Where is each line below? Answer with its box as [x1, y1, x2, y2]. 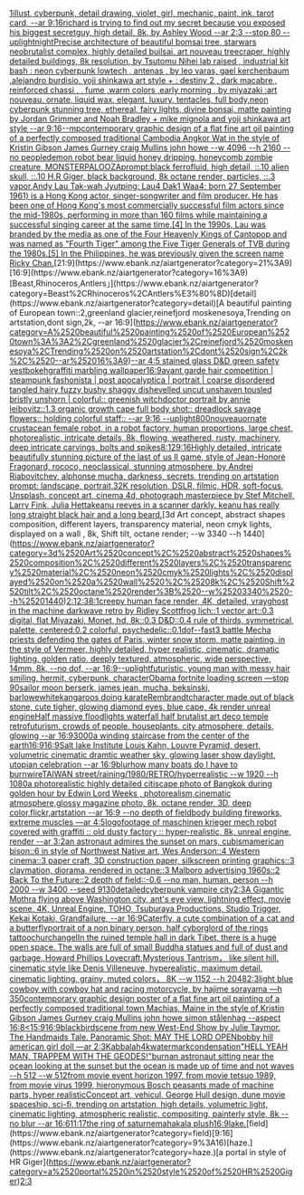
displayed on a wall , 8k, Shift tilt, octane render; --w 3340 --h [9, 528, 242, 539]
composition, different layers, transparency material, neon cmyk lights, [9, 519, 272, 529]
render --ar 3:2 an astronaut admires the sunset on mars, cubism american [9, 836, 285, 847]
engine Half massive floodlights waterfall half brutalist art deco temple [9, 711, 269, 722]
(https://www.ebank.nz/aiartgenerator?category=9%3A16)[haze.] [9, 1137, 253, 1148]
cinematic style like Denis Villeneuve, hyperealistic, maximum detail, [9, 963, 263, 973]
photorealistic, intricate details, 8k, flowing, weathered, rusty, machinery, [9, 432, 281, 442]
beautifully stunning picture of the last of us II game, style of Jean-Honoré [9, 451, 286, 462]
